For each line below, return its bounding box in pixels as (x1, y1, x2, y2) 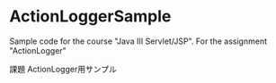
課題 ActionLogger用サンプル (9, 63, 117, 74)
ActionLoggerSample (9, 6, 172, 27)
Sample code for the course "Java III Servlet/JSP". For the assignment (9, 36, 268, 46)
